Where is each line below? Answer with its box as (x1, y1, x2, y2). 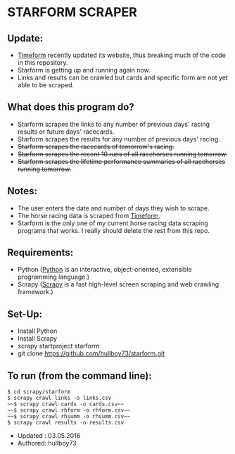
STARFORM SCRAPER (7, 4, 137, 20)
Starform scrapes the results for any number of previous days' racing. (17, 134, 220, 143)
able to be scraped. (17, 81, 75, 89)
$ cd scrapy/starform (7, 389, 71, 396)
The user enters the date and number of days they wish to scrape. (17, 203, 210, 212)
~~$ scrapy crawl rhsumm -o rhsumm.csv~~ (7, 413, 131, 420)
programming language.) (17, 272, 90, 282)
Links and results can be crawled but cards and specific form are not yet (17, 73, 229, 82)
